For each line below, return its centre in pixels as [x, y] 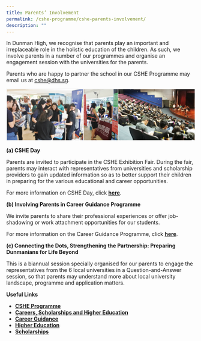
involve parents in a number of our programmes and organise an [86, 56]
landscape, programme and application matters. [65, 283]
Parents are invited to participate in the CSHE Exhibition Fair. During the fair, [100, 162]
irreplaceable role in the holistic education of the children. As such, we [93, 50]
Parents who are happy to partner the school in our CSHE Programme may [98, 74]
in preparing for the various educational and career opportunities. [87, 181]
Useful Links [22, 295]
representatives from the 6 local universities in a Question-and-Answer [94, 270]
